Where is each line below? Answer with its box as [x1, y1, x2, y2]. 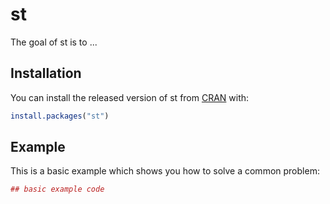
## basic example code [10, 184, 105, 195]
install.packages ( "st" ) [10, 111, 110, 121]
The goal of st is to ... [10, 36, 98, 48]
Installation [10, 65, 82, 82]
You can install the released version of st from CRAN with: [10, 91, 250, 103]
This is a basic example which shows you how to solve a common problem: [10, 165, 320, 177]
